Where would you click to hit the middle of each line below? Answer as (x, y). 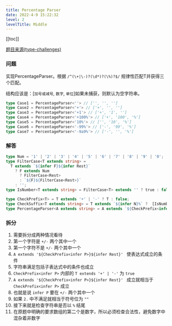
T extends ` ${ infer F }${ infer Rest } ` (51, 166)
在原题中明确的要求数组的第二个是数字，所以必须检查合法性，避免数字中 (89, 311)
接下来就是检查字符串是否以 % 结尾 (49, 305)
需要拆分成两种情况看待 (38, 235)
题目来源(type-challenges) (34, 50)
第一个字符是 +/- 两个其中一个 (45, 241)
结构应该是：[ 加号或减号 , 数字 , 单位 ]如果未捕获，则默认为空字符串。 (74, 93)
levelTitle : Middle (27, 24)
